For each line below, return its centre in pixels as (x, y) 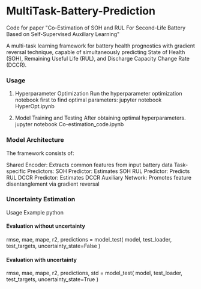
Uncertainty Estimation (41, 199)
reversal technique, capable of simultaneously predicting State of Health (96, 52)
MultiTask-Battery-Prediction (81, 11)
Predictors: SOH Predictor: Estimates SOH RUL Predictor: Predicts (109, 171)
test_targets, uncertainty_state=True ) (52, 279)
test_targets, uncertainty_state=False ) (53, 246)
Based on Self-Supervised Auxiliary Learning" (63, 34)
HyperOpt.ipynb (35, 106)
